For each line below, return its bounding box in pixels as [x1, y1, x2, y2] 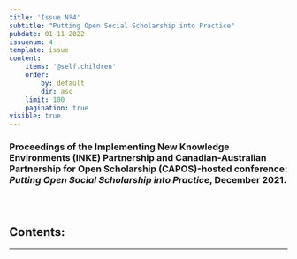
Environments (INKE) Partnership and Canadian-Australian [9, 152, 267, 164]
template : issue [9, 46, 69, 55]
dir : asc [41, 87, 73, 95]
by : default [41, 79, 86, 88]
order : [25, 71, 49, 80]
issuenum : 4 [9, 37, 53, 47]
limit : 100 [25, 95, 65, 104]
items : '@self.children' [25, 63, 117, 72]
